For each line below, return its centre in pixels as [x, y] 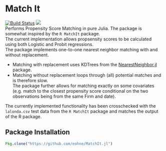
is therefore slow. [30, 80]
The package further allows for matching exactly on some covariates [83, 86]
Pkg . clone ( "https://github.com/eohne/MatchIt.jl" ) [59, 144]
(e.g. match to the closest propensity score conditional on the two [80, 91]
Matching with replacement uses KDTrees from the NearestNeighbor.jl [85, 64]
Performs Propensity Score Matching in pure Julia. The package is [73, 28]
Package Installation [37, 132]
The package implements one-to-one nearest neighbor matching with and [81, 49]
